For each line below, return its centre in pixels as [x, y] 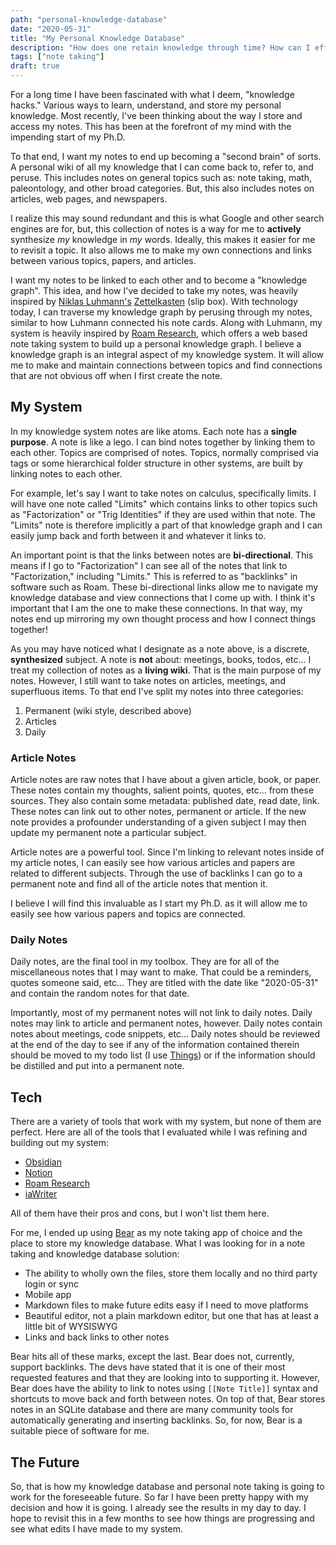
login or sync [51, 1284]
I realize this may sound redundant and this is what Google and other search [167, 218]
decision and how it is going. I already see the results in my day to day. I [158, 1508]
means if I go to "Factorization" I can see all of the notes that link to [149, 565]
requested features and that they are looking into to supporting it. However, [165, 1378]
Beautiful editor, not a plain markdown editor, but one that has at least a [172, 1316]
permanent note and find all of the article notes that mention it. [139, 884]
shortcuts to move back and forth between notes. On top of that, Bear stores [168, 1399]
